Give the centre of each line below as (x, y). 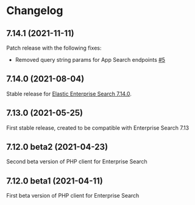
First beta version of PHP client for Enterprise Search (73, 196)
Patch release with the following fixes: (54, 48)
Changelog (35, 11)
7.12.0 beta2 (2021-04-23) (57, 147)
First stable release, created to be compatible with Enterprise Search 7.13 (98, 128)
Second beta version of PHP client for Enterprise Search (77, 162)
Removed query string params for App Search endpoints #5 (90, 60)
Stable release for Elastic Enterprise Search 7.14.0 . (69, 94)
